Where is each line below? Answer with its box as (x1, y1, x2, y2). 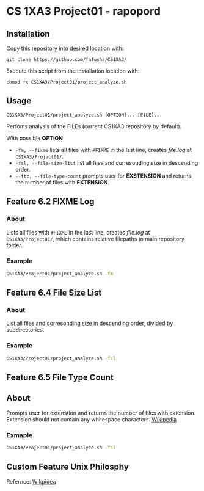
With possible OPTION (6, 134, 63, 142)
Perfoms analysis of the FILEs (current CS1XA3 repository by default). (6, 122, 182, 129)
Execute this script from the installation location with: (6, 67, 140, 75)
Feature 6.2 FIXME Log (6, 197, 95, 207)
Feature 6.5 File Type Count (6, 372, 114, 382)
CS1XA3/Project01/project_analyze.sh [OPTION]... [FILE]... (6, 112, 163, 118)
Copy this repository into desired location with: (6, 45, 124, 52)
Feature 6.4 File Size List (6, 288, 102, 298)
